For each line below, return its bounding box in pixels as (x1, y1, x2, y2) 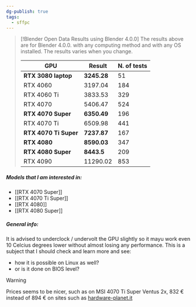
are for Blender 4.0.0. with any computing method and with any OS (20, 42, 181, 49)
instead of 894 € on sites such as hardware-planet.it (6, 294, 133, 302)
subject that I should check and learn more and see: (6, 248, 132, 255)
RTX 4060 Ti (23, 91, 59, 99)
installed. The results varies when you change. (20, 48, 133, 55)
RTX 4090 (23, 158, 53, 166)
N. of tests (118, 62, 147, 70)
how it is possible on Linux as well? (14, 259, 99, 267)
